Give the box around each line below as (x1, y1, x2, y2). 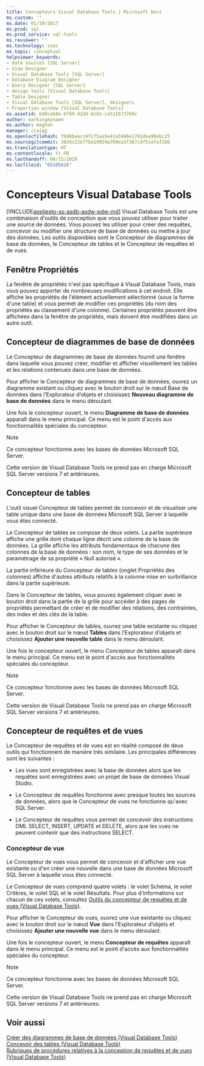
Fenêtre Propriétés (6, 264, 79, 274)
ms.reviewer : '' (6, 37, 47, 43)
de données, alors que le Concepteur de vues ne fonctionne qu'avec (15, 798, 188, 805)
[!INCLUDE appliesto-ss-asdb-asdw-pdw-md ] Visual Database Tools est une (6, 208, 198, 215)
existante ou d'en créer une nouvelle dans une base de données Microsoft (6, 865, 193, 872)
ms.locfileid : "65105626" (6, 162, 72, 168)
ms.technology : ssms (6, 43, 59, 49)
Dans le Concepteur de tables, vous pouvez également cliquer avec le (6, 591, 182, 598)
